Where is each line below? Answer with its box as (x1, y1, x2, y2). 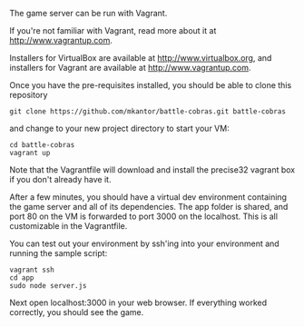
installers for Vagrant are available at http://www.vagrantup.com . (9, 63, 251, 73)
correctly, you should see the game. (9, 307, 144, 317)
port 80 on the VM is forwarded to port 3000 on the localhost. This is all (9, 211, 279, 222)
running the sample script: (9, 248, 108, 258)
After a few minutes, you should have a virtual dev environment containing (9, 192, 288, 203)
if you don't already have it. (9, 174, 112, 184)
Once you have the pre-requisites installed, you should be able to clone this (9, 80, 292, 90)
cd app (9, 273, 34, 282)
